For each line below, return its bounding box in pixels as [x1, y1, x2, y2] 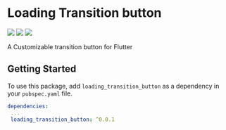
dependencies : [7, 103, 49, 110]
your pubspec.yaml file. [7, 89, 73, 98]
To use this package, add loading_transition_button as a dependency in [7, 82, 220, 90]
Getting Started [7, 63, 77, 75]
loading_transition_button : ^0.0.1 [10, 116, 115, 123]
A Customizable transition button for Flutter [7, 42, 133, 51]
